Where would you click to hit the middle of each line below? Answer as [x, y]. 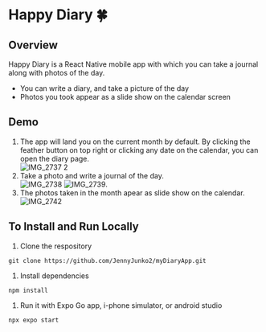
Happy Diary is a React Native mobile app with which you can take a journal [133, 64]
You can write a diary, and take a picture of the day [104, 88]
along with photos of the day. [57, 73]
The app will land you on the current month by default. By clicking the [135, 141]
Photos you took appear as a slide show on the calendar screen [125, 97]
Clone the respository [56, 246]
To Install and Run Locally [74, 227]
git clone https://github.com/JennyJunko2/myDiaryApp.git [107, 260]
